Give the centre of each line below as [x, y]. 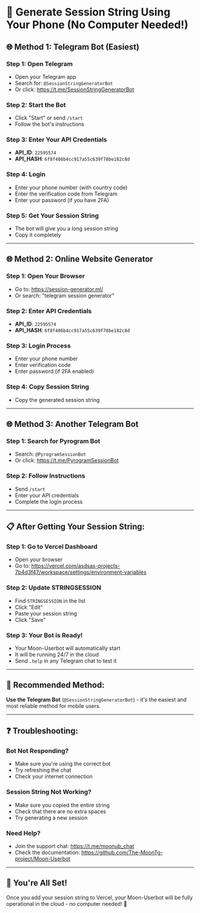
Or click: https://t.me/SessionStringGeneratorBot [74, 89]
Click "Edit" [29, 607]
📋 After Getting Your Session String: [76, 527]
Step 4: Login [26, 174]
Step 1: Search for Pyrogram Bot [53, 441]
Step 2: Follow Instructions [46, 476]
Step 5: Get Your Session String [53, 215]
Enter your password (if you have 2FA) [62, 200]
